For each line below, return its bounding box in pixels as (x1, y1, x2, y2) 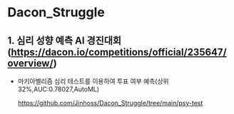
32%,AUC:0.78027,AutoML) (17, 85, 100, 93)
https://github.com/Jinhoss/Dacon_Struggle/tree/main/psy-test (17, 99, 203, 107)
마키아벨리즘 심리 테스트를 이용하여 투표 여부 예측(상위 (17, 77, 169, 85)
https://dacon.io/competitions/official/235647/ (10, 46, 227, 58)
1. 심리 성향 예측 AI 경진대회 (7, 34, 122, 46)
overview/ (7, 57, 54, 69)
